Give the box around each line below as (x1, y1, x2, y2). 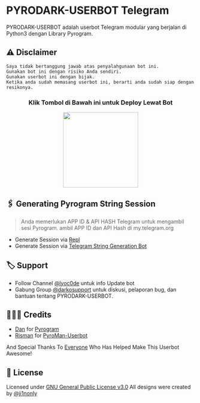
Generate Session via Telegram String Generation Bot (14, 242, 147, 250)
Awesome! (6, 350, 32, 357)
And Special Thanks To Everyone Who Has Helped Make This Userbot (6, 343, 180, 351)
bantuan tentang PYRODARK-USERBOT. (14, 292, 114, 300)
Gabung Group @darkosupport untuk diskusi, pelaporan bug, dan (14, 286, 177, 293)
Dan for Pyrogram (14, 325, 59, 333)
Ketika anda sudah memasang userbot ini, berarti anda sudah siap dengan (6, 79, 195, 85)
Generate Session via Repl (14, 236, 80, 243)
